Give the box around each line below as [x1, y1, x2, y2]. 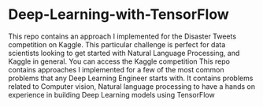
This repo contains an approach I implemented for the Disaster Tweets [8, 31, 237, 41]
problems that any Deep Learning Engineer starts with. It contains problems [8, 73, 254, 83]
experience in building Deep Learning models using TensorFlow [8, 90, 215, 99]
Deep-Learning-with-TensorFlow [8, 6, 230, 24]
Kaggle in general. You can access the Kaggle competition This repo [8, 57, 231, 66]
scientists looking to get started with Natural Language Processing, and [8, 48, 240, 57]
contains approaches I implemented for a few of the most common [8, 65, 224, 74]
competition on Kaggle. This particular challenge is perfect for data [8, 39, 226, 49]
